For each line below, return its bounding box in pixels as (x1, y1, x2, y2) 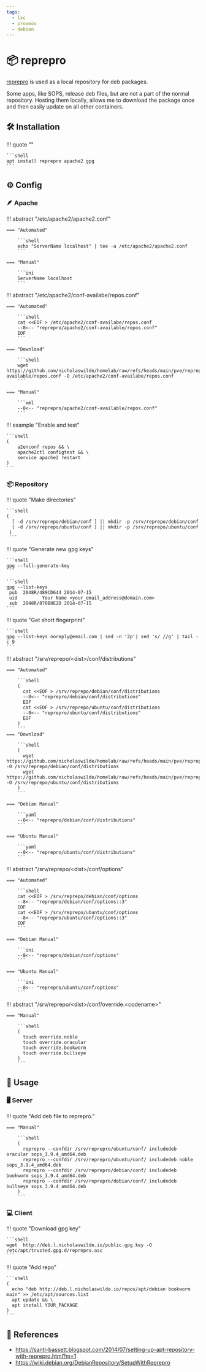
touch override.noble (22, 1034, 78, 1040)
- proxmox (12, 20, 37, 26)
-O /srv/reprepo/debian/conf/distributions (6, 763, 120, 769)
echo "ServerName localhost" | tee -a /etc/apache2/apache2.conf (17, 243, 188, 249)
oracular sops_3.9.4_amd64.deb (6, 1151, 86, 1157)
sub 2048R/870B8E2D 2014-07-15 (9, 600, 92, 606)
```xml (17, 400, 34, 406)
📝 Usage (6, 1077, 39, 1088)
